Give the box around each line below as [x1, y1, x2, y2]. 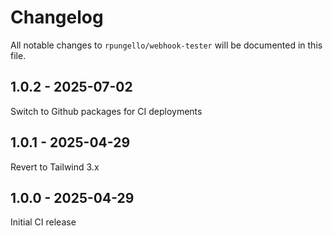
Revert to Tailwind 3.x [10, 161, 100, 173]
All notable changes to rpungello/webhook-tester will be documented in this [10, 39, 323, 51]
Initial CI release [10, 216, 77, 228]
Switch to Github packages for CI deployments [10, 105, 203, 117]
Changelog [10, 6, 104, 29]
